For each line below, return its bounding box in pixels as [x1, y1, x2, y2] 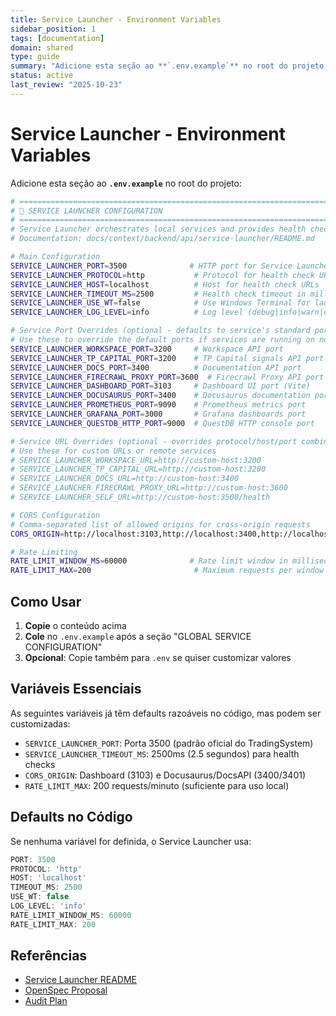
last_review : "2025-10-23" [10, 80, 123, 90]
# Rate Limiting [10, 547, 78, 557]
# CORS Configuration [10, 510, 101, 520]
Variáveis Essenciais [10, 681, 142, 698]
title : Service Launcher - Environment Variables [10, 14, 222, 25]
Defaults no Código [10, 809, 133, 826]
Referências [10, 947, 88, 965]
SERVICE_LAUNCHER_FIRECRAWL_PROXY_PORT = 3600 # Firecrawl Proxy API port [10, 372, 325, 382]
